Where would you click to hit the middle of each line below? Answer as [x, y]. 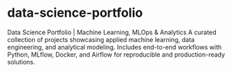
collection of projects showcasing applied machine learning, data [101, 39]
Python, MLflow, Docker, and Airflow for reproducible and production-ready [116, 55]
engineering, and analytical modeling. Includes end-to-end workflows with [115, 47]
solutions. [21, 62]
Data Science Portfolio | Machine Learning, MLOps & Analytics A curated [112, 32]
